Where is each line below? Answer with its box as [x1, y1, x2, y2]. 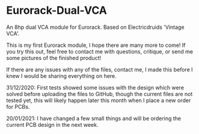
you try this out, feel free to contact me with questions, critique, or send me [6, 47, 194, 55]
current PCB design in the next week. [6, 121, 99, 128]
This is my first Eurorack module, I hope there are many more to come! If [6, 41, 186, 49]
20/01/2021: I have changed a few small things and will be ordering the [6, 115, 182, 122]
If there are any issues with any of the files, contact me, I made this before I [6, 65, 193, 73]
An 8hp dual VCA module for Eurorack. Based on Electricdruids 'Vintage [6, 23, 185, 31]
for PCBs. [6, 103, 30, 110]
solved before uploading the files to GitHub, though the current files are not [6, 90, 193, 97]
